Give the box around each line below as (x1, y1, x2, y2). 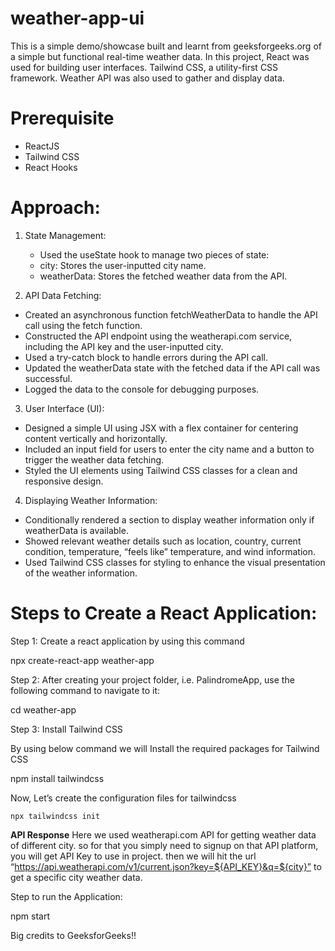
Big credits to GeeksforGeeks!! (10, 929, 137, 941)
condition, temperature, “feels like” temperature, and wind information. (24, 545, 316, 557)
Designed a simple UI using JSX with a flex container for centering (24, 422, 299, 434)
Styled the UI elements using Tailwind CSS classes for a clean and (24, 464, 298, 476)
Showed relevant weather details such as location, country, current (24, 535, 302, 547)
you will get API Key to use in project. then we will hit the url (10, 850, 257, 862)
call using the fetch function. (24, 319, 143, 331)
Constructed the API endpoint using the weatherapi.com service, (24, 330, 293, 342)
